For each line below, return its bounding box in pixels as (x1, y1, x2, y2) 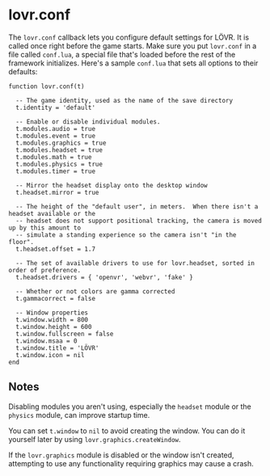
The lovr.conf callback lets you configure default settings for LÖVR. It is (8, 32, 249, 42)
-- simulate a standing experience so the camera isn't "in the (15, 230, 237, 239)
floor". (8, 238, 35, 246)
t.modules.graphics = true (15, 139, 107, 147)
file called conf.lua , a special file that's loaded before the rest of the (8, 49, 236, 59)
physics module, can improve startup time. (8, 410, 150, 419)
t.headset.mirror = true (15, 188, 99, 196)
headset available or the (8, 209, 95, 217)
